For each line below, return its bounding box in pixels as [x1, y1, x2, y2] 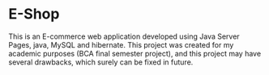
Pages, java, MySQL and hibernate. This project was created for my [8, 40, 234, 49]
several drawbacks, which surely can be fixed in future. [8, 57, 194, 67]
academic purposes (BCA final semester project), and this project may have [8, 48, 262, 58]
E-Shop [8, 5, 60, 23]
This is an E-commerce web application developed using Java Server [8, 31, 241, 41]
